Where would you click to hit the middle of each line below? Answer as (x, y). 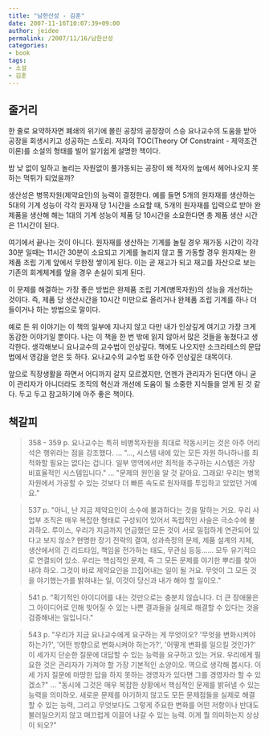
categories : (28, 46)
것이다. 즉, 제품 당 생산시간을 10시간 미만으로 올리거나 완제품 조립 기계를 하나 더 (132, 300)
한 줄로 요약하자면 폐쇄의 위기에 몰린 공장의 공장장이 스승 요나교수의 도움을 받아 (132, 131)
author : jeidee (34, 31)
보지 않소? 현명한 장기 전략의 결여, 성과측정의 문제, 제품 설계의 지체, (149, 540)
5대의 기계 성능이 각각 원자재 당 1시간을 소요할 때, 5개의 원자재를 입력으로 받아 (130, 205)
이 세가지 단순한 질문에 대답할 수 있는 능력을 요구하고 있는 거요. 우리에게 (140, 655)
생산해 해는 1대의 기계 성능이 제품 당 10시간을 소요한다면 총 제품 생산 (136, 215)
